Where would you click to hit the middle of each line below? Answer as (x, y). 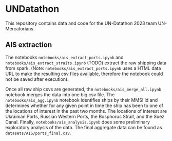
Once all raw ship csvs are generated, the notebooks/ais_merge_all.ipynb (83, 89)
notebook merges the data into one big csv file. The (60, 94)
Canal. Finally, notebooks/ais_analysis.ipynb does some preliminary (78, 122)
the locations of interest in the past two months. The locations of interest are (86, 111)
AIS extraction (29, 45)
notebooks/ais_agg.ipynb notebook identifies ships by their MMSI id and (82, 100)
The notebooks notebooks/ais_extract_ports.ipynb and (64, 57)
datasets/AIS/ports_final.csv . (38, 133)
